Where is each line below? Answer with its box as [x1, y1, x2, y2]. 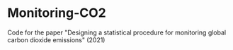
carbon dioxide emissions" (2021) [7, 35, 106, 44]
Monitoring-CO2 [7, 5, 106, 21]
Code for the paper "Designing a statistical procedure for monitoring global [7, 28, 227, 37]
